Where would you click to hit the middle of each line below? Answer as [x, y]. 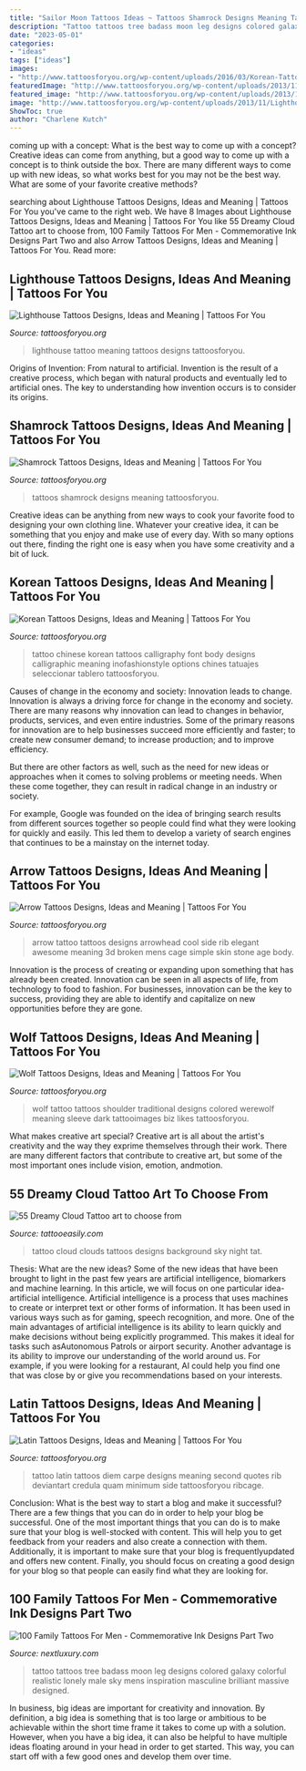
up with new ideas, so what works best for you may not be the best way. [145, 175]
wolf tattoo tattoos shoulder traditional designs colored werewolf [153, 1109]
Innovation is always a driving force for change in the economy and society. [151, 700]
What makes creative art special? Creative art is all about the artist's [137, 1137]
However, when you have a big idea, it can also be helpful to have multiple [148, 1736]
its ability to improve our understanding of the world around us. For [135, 1356]
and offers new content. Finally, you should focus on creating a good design [152, 1560]
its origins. [29, 396]
